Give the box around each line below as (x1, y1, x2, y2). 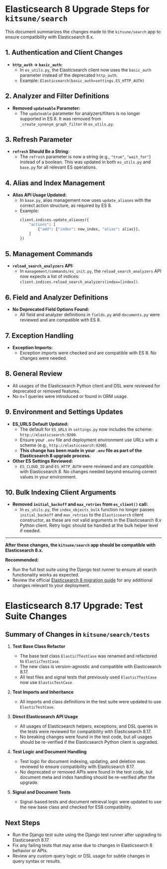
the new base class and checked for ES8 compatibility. (19, 804, 132, 810)
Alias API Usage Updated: (12, 192, 67, 198)
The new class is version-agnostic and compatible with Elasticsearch (19, 664, 162, 670)
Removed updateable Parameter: (12, 105, 81, 111)
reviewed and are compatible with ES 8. (19, 317, 101, 323)
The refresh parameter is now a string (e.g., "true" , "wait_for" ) (19, 154, 151, 160)
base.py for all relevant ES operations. (19, 164, 97, 170)
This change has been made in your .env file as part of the (19, 447, 142, 453)
